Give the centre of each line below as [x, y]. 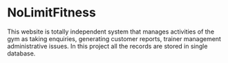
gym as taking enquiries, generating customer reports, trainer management [114, 38]
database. [21, 53]
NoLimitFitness [52, 13]
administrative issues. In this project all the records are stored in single [107, 46]
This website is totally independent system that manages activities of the [111, 32]
